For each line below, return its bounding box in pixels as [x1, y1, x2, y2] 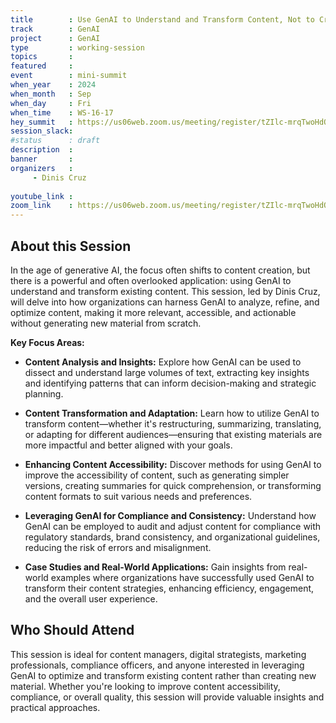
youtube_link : [10, 191, 74, 201]
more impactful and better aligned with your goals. [24, 439, 233, 451]
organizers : [10, 163, 74, 173]
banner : [10, 154, 74, 164]
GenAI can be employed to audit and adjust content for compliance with [24, 520, 322, 532]
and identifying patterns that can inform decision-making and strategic [24, 377, 317, 389]
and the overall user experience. [24, 592, 158, 605]
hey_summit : [10, 117, 74, 127]
